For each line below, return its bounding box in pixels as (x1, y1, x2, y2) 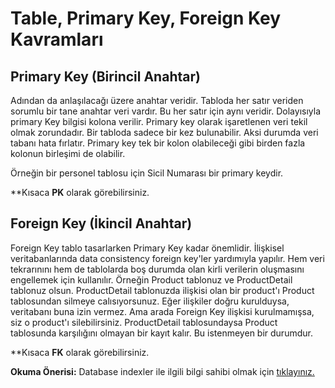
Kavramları (10, 28, 104, 51)
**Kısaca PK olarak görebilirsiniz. (10, 187, 150, 198)
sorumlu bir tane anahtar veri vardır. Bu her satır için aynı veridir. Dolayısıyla (10, 105, 321, 117)
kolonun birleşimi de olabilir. (10, 148, 126, 159)
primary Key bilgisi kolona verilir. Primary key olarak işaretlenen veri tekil (10, 116, 308, 127)
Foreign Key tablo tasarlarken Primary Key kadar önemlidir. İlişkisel (10, 242, 285, 254)
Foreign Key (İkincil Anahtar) (10, 215, 193, 232)
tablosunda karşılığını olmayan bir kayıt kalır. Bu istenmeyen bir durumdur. (10, 327, 313, 339)
